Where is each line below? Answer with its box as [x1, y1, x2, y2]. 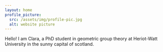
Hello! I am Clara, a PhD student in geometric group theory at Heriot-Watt [5, 36, 158, 42]
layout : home [5, 7, 32, 13]
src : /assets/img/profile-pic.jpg [9, 17, 82, 22]
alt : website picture [9, 21, 55, 27]
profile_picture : [5, 12, 42, 17]
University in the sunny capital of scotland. [5, 41, 94, 47]
